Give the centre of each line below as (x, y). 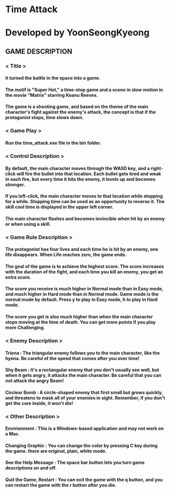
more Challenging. (25, 327)
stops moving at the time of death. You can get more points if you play (80, 322)
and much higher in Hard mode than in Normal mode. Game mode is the (82, 294)
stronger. (15, 184)
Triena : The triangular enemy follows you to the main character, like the (82, 353)
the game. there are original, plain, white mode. (56, 451)
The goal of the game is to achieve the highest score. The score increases (84, 266)
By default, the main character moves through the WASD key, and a (78, 168)
